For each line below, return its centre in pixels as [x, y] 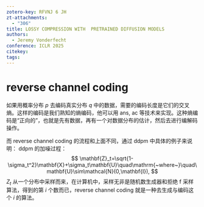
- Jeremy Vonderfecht [39, 40]
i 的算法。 [25, 198]
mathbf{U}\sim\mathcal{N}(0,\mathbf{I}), [98, 171]
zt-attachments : [27, 18]
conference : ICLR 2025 [35, 46]
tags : [13, 57]
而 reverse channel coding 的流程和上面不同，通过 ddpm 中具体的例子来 [97, 141]
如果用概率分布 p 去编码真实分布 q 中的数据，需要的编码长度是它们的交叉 [98, 105]
